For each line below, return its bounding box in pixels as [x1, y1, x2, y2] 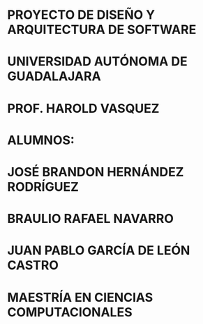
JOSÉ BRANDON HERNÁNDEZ [7, 164, 184, 180]
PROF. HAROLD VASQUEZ [7, 100, 160, 116]
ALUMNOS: [7, 132, 75, 148]
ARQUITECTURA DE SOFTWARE [7, 22, 197, 38]
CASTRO [7, 258, 59, 273]
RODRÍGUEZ [7, 178, 79, 194]
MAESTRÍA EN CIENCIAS [7, 289, 153, 305]
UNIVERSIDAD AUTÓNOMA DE [7, 54, 188, 70]
